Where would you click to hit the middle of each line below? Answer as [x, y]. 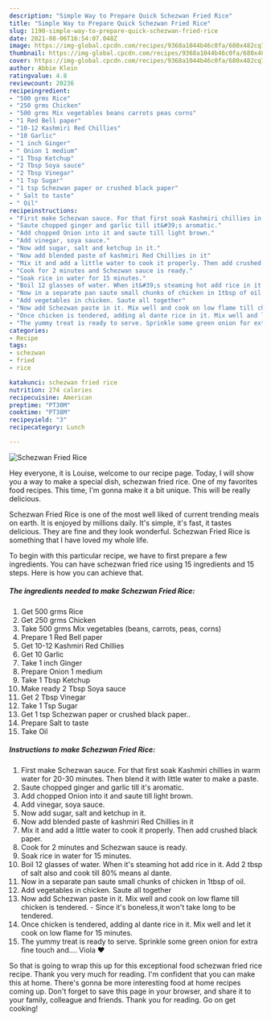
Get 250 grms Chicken [58, 620]
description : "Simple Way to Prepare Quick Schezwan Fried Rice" [121, 16]
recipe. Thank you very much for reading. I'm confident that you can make [132, 974]
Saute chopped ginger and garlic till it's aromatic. [102, 787]
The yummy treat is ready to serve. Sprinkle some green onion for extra [139, 941]
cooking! [24, 1008]
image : [20, 46]
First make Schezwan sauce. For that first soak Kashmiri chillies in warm [140, 770]
